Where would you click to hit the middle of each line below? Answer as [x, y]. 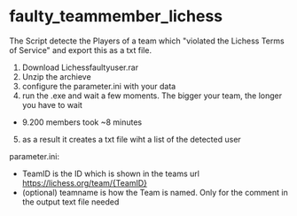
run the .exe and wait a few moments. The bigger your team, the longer [152, 96]
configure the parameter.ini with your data [99, 86]
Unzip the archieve [56, 76]
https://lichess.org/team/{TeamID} [85, 182]
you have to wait [52, 104]
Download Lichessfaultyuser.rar [80, 67]
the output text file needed [70, 202]
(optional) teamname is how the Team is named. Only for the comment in [155, 192]
